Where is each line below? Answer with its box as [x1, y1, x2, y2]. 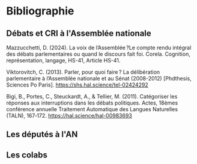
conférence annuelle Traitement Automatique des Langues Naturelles [6, 106, 178, 112]
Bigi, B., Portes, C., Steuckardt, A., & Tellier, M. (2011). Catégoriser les [6, 93, 178, 100]
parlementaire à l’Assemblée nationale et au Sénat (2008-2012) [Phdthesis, [6, 75, 192, 82]
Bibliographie [6, 4, 74, 18]
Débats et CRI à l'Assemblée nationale [6, 28, 151, 38]
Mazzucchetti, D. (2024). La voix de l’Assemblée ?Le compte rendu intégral [6, 44, 192, 51]
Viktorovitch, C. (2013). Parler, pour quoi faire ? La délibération [6, 68, 160, 76]
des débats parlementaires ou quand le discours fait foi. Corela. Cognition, [6, 50, 190, 58]
